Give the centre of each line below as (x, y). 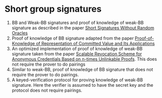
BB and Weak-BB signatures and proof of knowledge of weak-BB (78, 23)
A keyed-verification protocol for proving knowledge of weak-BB (77, 80)
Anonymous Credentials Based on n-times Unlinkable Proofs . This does (84, 59)
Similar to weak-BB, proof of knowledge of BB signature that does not (82, 69)
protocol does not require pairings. (47, 90)
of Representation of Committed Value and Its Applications (95, 43)
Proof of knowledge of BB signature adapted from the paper (73, 38)
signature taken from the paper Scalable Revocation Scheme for (77, 54)
